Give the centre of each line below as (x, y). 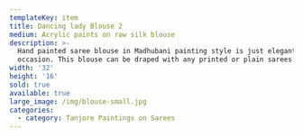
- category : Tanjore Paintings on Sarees (96, 118)
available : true (40, 93)
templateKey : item (44, 18)
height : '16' (34, 77)
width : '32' (32, 68)
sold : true (30, 85)
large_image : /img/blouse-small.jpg (78, 101)
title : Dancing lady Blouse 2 (66, 26)
